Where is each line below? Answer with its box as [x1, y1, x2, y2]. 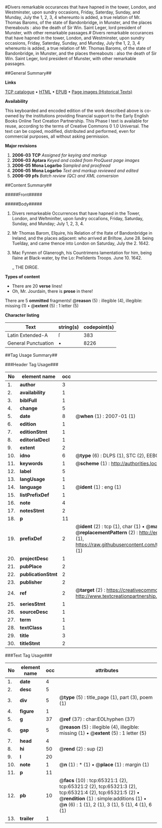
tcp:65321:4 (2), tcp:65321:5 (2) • [59, 789, 140, 796]
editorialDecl [20, 436, 50, 443]
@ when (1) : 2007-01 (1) [75, 413, 136, 419]
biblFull [20, 397, 37, 404]
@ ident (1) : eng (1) [75, 484, 121, 490]
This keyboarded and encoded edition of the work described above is [5, 108, 144, 113]
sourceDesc [20, 608, 48, 615]
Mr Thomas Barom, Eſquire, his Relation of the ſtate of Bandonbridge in [12, 230, 153, 236]
